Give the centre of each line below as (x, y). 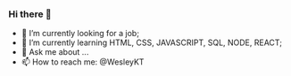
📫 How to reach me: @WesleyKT (83, 62)
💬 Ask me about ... (55, 52)
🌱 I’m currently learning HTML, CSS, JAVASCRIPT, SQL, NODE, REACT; (152, 42)
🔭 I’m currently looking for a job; (80, 34)
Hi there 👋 (30, 14)
